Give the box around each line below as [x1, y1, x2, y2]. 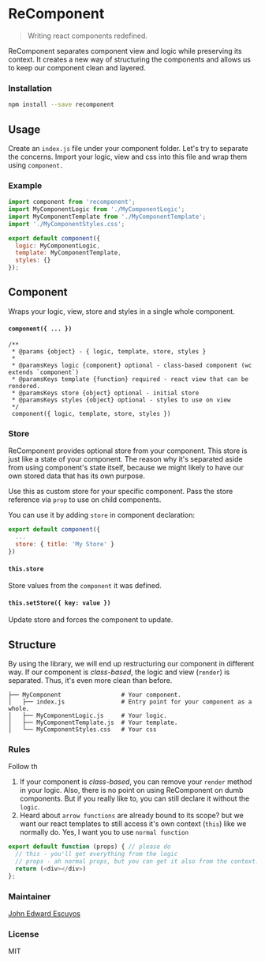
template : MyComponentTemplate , [15, 249, 122, 257]
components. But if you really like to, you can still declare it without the [19, 794, 250, 803]
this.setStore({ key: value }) [8, 598, 111, 607]
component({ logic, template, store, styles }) [11, 410, 171, 418]
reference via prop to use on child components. [8, 495, 162, 504]
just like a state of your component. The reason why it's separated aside [8, 455, 243, 464]
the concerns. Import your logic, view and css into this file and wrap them [8, 152, 248, 161]
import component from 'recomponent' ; [8, 198, 136, 206]
